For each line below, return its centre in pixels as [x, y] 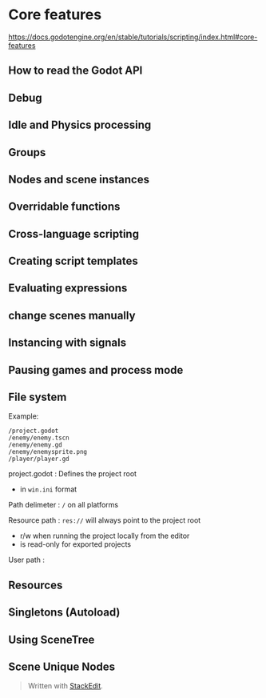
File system [38, 397]
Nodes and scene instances [79, 179]
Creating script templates [73, 261]
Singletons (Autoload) [64, 613]
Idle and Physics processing [80, 125]
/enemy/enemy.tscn [39, 438]
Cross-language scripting [74, 234]
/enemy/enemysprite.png [48, 452]
